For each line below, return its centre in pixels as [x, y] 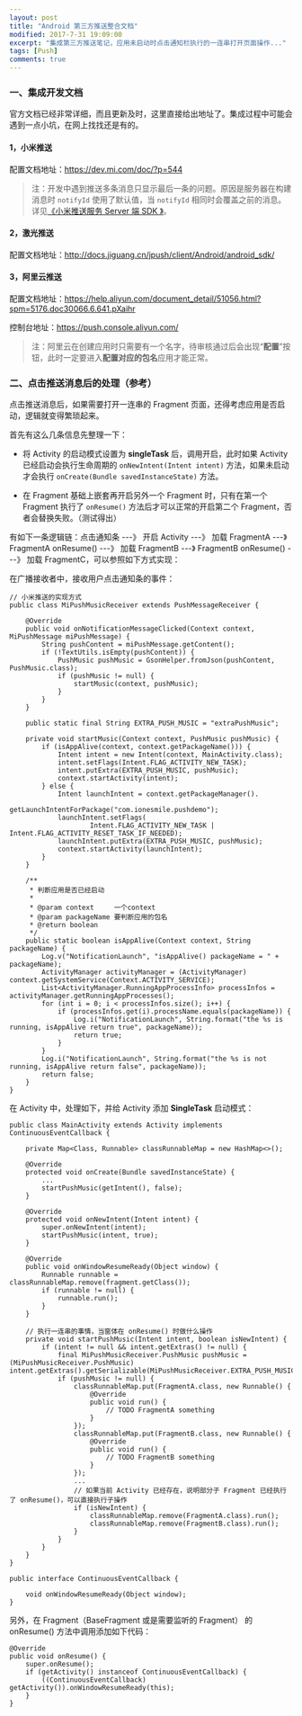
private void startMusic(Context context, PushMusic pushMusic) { [152, 739]
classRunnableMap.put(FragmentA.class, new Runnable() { [182, 1387]
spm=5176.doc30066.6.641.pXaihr [73, 308]
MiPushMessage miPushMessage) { [70, 637]
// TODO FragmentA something [160, 1410]
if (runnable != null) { [88, 1291]
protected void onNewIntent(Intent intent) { [112, 1220]
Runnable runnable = [80, 1275]
